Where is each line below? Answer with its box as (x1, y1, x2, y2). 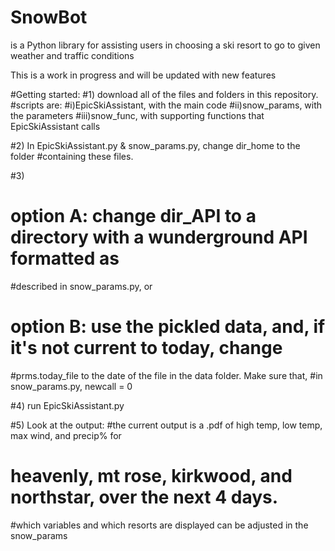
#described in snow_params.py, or (10, 280, 153, 292)
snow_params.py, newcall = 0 (10, 380, 133, 392)
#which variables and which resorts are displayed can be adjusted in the (10, 519, 309, 531)
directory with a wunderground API (10, 226, 308, 249)
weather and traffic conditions (10, 49, 135, 61)
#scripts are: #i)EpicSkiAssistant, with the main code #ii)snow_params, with (10, 99, 323, 111)
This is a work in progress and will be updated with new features (10, 69, 277, 81)
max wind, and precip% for (10, 429, 122, 441)
